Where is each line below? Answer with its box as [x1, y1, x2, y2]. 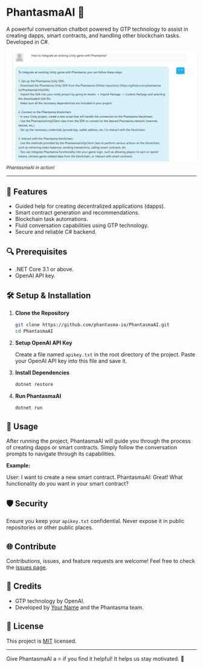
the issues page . [6, 564, 48, 571]
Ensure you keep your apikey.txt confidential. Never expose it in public [6, 518, 185, 525]
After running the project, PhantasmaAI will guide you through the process [6, 437, 192, 445]
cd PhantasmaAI [14, 328, 54, 334]
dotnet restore [14, 381, 54, 387]
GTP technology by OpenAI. [14, 597, 85, 605]
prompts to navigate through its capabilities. [6, 450, 116, 458]
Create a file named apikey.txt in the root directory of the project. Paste [14, 350, 195, 358]
